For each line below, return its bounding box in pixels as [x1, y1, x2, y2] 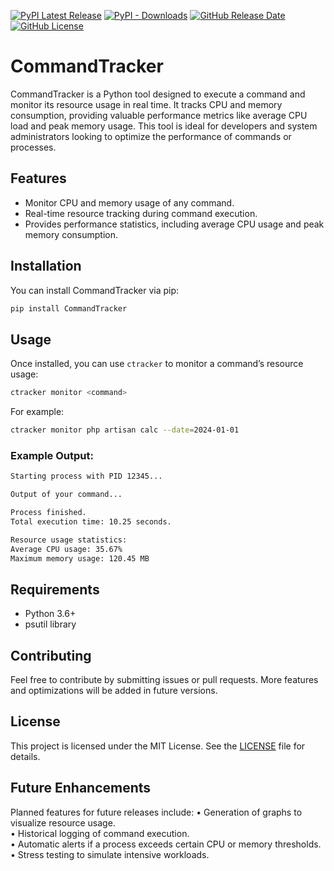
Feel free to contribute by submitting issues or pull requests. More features [10, 674, 319, 686]
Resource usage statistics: [10, 535, 128, 545]
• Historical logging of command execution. [10, 827, 190, 839]
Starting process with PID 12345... [10, 471, 163, 482]
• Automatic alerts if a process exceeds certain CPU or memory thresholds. [10, 838, 322, 850]
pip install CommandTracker [10, 303, 128, 314]
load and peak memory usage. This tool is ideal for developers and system [10, 120, 318, 132]
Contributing [10, 647, 92, 664]
